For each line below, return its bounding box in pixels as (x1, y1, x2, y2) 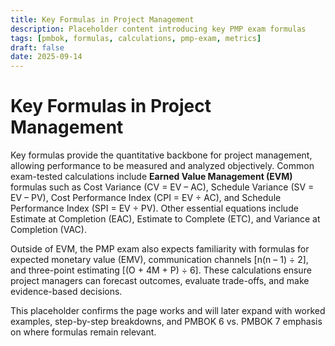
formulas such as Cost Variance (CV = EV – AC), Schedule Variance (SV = (10, 181, 315, 193)
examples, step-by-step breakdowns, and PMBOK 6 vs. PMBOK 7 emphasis (10, 316, 323, 328)
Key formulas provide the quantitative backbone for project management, (10, 149, 313, 161)
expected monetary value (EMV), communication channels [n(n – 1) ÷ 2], (10, 254, 309, 266)
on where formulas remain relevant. (10, 326, 157, 338)
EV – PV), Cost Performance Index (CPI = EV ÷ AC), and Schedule (10, 192, 282, 204)
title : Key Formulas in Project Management (10, 14, 195, 25)
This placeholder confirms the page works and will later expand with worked (10, 305, 326, 317)
